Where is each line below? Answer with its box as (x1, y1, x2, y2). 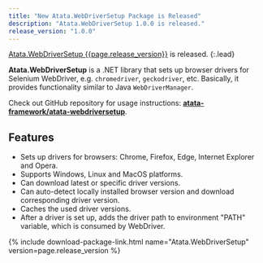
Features (8, 130, 54, 144)
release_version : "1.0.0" (8, 27, 96, 35)
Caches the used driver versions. (19, 204, 131, 214)
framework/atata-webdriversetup (8, 107, 126, 116)
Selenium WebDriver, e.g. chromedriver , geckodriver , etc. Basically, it (8, 74, 239, 84)
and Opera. (19, 160, 58, 171)
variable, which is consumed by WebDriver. (19, 221, 166, 231)
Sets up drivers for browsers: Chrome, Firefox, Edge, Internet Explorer (19, 152, 255, 162)
